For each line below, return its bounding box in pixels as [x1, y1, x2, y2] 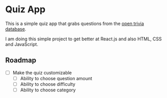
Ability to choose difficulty [20, 81, 75, 87]
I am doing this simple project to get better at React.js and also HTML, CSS [5, 36, 162, 42]
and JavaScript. [5, 41, 38, 47]
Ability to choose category [20, 87, 76, 93]
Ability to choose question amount [20, 75, 93, 81]
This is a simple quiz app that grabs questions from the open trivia [5, 20, 144, 27]
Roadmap [5, 56, 37, 65]
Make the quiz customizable [12, 69, 72, 76]
